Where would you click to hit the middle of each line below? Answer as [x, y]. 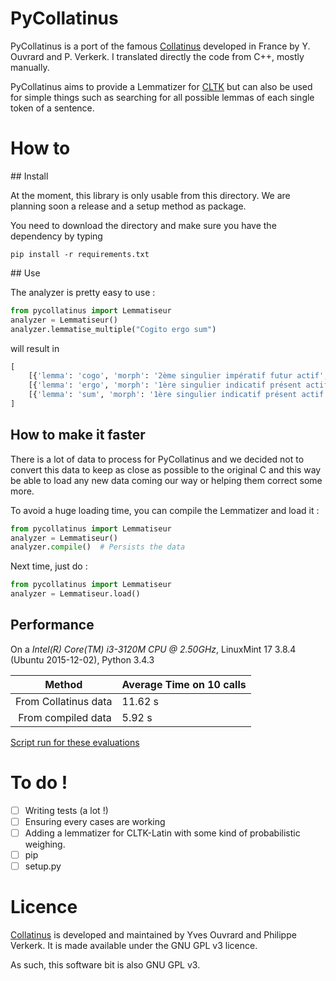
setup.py [43, 866]
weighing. [45, 844]
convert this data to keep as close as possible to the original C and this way [166, 469]
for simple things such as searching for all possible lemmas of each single [162, 97]
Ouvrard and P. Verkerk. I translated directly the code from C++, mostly [157, 56]
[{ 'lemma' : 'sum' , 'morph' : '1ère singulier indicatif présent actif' [178, 395]
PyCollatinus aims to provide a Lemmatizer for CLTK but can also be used [161, 86]
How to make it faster [78, 435]
